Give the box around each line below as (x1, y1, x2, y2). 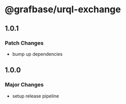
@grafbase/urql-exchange (5, 4, 121, 15)
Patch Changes (5, 39, 44, 47)
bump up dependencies (12, 51, 62, 57)
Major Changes (5, 81, 44, 88)
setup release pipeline (12, 93, 59, 99)
